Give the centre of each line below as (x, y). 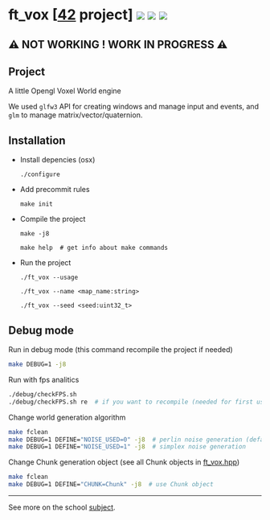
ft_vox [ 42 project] (71, 15)
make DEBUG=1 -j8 (37, 364)
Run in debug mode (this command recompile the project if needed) (121, 350)
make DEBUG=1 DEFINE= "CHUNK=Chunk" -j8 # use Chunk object (111, 485)
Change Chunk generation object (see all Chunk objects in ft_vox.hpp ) (124, 462)
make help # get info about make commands (94, 248)
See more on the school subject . (62, 507)
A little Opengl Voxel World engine (65, 91)
